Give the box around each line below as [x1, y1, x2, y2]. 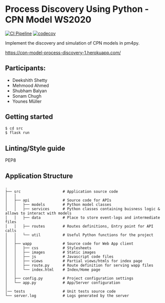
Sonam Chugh [12, 93, 42, 99]
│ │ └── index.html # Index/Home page [5, 267, 100, 272]
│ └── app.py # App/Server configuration [5, 280, 121, 285]
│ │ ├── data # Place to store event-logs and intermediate [5, 215, 161, 220]
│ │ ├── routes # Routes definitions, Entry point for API [5, 224, 154, 229]
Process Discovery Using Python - [5, 3, 149, 15]
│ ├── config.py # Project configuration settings [5, 276, 134, 281]
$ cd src [5, 125, 23, 131]
